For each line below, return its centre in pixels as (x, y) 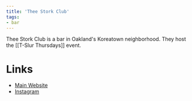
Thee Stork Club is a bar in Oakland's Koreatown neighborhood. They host (96, 39)
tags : (13, 17)
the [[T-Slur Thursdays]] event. (43, 45)
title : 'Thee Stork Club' (38, 11)
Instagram (27, 92)
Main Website (31, 85)
